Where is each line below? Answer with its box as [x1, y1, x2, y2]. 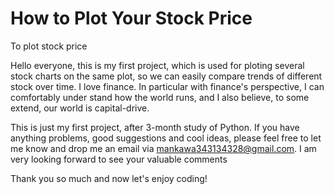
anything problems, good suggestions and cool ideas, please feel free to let [10, 132, 322, 144]
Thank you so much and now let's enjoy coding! [10, 172, 208, 184]
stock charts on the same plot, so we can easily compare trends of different [10, 70, 323, 82]
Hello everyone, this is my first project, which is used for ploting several [10, 59, 305, 71]
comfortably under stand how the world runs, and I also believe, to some [10, 91, 310, 103]
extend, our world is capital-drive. [10, 102, 150, 114]
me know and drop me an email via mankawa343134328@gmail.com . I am [10, 142, 317, 154]
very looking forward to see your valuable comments [10, 153, 228, 165]
